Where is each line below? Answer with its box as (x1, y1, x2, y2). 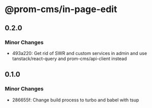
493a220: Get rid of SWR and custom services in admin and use (12, 50, 147, 56)
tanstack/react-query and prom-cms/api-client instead (12, 56, 127, 62)
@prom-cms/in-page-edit (5, 4, 117, 15)
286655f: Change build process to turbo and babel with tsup (12, 97, 139, 103)
